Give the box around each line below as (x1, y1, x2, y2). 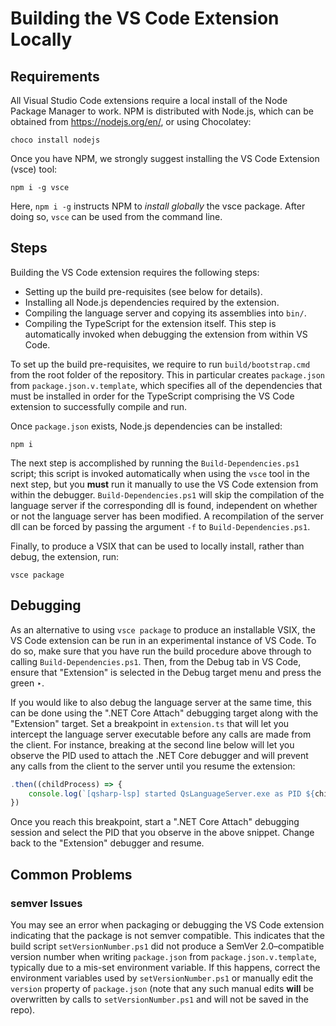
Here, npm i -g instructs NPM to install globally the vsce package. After (10, 200, 306, 212)
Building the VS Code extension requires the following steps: (10, 266, 260, 278)
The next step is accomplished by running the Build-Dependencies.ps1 (10, 457, 300, 469)
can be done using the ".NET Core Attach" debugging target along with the (10, 707, 319, 719)
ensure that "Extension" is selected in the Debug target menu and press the (10, 666, 322, 678)
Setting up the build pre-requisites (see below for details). (24, 285, 263, 297)
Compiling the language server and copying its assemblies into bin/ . (24, 307, 307, 319)
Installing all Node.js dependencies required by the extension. (24, 296, 280, 308)
